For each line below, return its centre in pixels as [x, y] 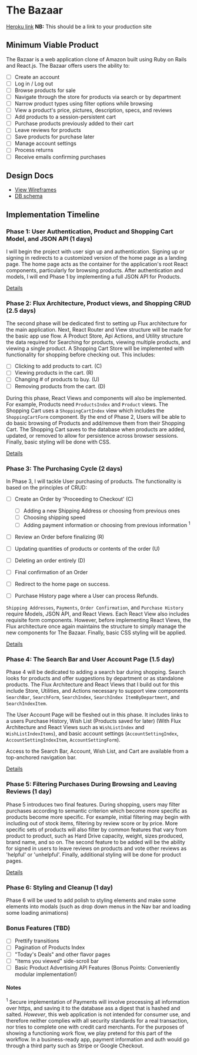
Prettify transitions [37, 941]
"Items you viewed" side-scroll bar [56, 961]
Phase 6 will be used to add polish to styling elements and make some [91, 900]
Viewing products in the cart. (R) [54, 373]
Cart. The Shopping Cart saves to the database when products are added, [96, 429]
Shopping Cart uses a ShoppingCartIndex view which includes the [85, 411]
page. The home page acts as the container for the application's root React [97, 264]
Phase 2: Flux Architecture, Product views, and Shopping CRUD [98, 303]
